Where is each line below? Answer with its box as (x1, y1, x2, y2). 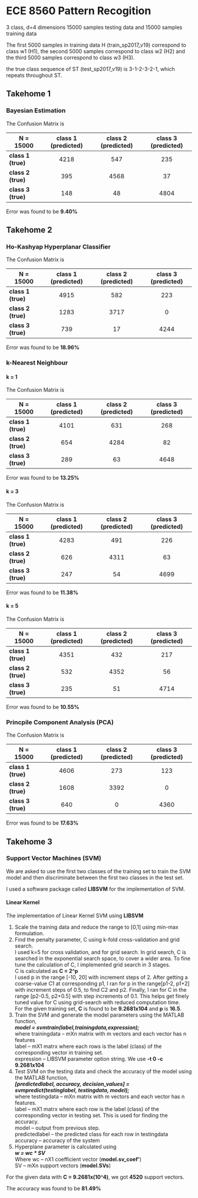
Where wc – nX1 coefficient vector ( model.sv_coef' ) (14, 1156, 142, 1163)
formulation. (14, 930, 44, 937)
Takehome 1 (6, 89, 51, 99)
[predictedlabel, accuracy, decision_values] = (14, 1080, 130, 1088)
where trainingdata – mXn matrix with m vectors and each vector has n (14, 1030, 187, 1037)
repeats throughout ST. (6, 71, 62, 79)
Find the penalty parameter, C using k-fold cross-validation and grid (14, 936, 180, 943)
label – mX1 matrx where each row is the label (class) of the (14, 1106, 159, 1113)
